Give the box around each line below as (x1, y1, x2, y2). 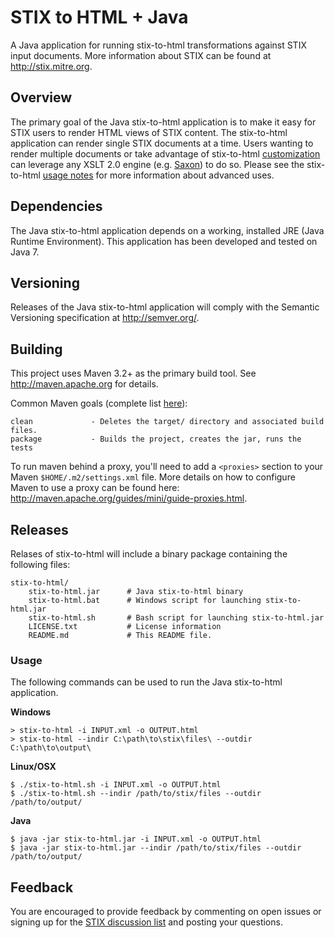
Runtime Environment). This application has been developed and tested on (10, 235, 318, 247)
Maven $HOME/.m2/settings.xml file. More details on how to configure (10, 471, 296, 483)
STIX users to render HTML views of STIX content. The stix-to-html (10, 126, 288, 138)
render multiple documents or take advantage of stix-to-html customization (10, 147, 321, 160)
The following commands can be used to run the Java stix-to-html (10, 676, 283, 688)
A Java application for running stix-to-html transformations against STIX (10, 39, 307, 51)
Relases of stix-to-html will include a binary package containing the (10, 548, 288, 560)
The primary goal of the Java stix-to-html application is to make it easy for (10, 116, 317, 128)
